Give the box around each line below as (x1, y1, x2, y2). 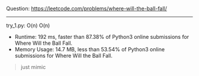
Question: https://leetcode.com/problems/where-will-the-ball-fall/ (6, 5, 168, 12)
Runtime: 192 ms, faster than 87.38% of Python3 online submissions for (14, 34, 190, 40)
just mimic (20, 64, 46, 70)
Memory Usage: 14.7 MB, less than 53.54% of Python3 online (14, 46, 165, 52)
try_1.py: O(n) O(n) (6, 22, 50, 29)
